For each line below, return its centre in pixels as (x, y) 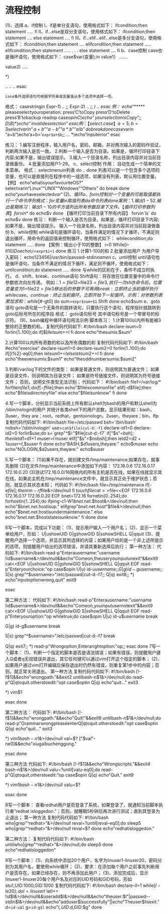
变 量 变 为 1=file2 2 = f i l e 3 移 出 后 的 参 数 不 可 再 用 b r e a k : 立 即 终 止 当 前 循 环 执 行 (81, 289)
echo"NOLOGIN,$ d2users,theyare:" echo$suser (55, 449)
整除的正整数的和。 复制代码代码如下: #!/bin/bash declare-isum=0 (73, 326)
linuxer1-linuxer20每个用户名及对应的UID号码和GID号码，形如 (69, 879)
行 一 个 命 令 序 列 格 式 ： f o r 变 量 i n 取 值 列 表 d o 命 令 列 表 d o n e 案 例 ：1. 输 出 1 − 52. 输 (83, 200)
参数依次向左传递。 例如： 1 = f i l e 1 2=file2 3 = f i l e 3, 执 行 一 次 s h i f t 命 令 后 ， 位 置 (83, 282)
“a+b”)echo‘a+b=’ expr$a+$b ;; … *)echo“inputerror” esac (63, 134)
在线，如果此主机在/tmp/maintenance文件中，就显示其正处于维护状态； (79, 478)
